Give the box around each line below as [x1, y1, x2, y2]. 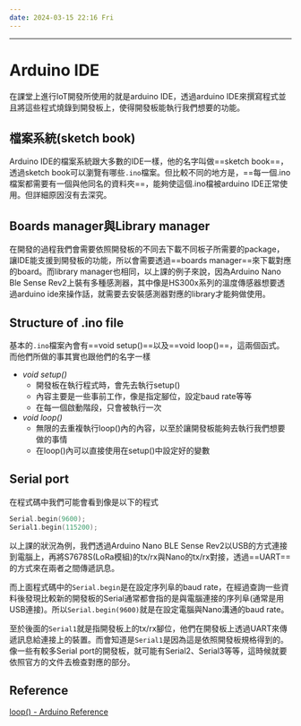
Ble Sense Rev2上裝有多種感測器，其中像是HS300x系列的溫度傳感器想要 [9, 278, 278, 288]
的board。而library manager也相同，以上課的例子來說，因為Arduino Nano [9, 266, 282, 278]
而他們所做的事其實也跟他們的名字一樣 [9, 351, 150, 362]
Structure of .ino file [9, 315, 124, 330]
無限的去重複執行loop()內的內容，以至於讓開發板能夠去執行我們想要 [35, 423, 286, 433]
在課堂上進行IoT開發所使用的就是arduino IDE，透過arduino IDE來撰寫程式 [9, 90, 279, 101]
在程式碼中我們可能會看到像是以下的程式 [9, 496, 159, 507]
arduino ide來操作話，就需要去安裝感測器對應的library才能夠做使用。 [16, 288, 271, 300]
